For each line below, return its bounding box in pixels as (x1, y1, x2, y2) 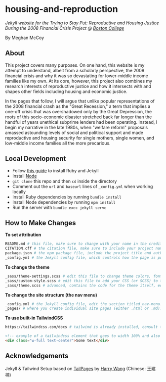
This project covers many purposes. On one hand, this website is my (5, 62, 145, 68)
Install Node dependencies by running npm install (12, 199, 116, 205)
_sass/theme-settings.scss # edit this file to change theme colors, (5, 274, 152, 279)
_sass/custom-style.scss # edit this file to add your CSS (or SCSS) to (5, 278, 158, 283)
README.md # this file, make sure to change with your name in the (5, 241, 147, 246)
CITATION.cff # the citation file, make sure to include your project (5, 246, 154, 251)
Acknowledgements (5, 352, 69, 360)
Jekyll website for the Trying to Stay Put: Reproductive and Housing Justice (5, 20, 159, 26)
